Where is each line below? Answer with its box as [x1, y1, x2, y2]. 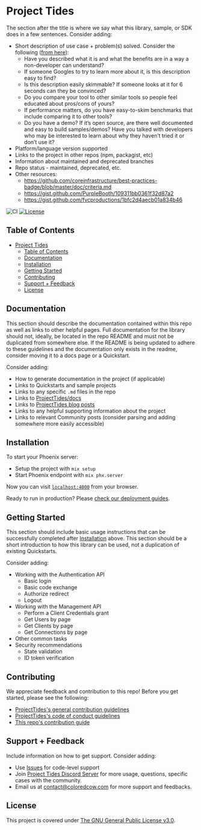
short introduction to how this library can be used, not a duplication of [6, 541, 179, 548]
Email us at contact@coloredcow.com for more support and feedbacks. [14, 783, 192, 790]
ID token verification [23, 654, 74, 662]
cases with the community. [14, 776, 82, 784]
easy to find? [23, 74, 57, 81]
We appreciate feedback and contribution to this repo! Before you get [6, 688, 179, 695]
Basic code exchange [23, 584, 78, 591]
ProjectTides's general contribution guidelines [14, 706, 129, 713]
